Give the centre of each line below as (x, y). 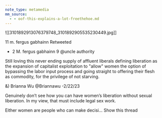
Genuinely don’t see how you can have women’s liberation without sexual (79, 95)
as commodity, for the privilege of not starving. (52, 77)
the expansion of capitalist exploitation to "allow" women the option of (76, 66)
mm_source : (16, 14)
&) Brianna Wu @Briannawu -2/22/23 (42, 86)
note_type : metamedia (27, 10)
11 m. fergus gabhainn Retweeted (38, 42)
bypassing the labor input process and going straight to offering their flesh (80, 71)
